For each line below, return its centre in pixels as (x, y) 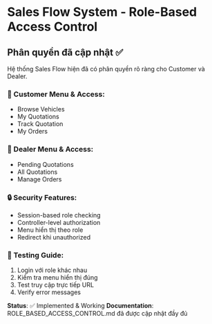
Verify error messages (49, 292)
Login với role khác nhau (52, 270)
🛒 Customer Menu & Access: (56, 94)
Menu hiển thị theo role (50, 230)
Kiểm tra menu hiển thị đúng (57, 278)
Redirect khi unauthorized (54, 237)
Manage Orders (39, 179)
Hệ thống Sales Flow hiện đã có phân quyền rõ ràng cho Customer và (106, 69)
